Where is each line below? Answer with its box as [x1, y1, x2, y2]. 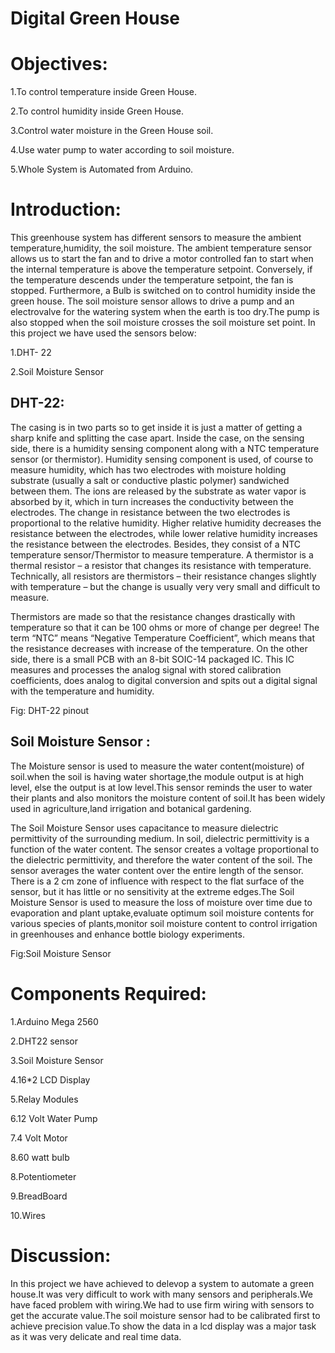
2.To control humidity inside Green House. [10, 105, 185, 117]
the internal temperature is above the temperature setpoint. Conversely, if [10, 263, 313, 276]
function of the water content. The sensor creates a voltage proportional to [10, 843, 320, 855]
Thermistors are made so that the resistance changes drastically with [10, 610, 296, 622]
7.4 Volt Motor [10, 1132, 68, 1144]
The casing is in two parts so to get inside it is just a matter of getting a [10, 421, 303, 433]
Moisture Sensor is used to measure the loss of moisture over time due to [10, 896, 313, 908]
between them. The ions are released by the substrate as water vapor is [10, 485, 307, 497]
